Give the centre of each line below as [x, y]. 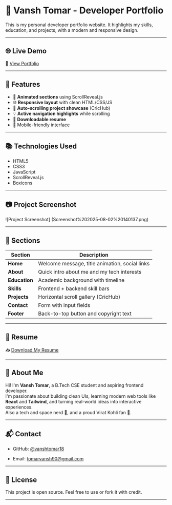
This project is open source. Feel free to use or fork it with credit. [74, 492]
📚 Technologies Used [41, 146]
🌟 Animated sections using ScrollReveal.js [58, 96]
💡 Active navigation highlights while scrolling [61, 113]
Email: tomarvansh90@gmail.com [48, 459]
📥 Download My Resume [32, 350]
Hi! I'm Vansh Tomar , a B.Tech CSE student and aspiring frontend [74, 385]
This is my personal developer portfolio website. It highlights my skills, [79, 25]
